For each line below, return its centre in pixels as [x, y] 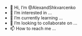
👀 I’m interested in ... [31, 13]
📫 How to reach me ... [33, 28]
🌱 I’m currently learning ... [36, 18]
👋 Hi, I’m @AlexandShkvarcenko [43, 8]
